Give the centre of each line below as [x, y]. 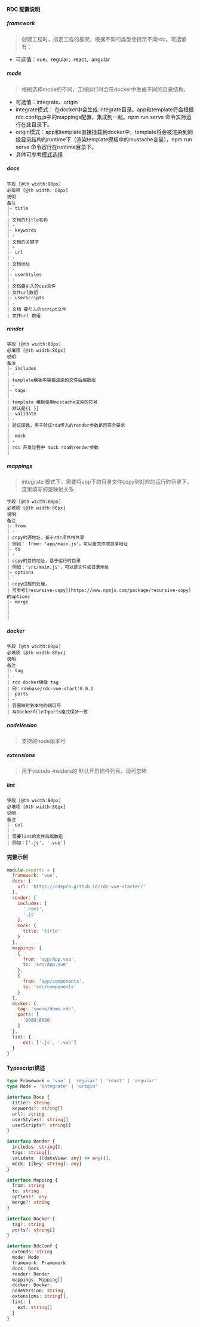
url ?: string [28, 1114]
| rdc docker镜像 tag [33, 682]
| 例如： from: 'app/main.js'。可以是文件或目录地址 [67, 544]
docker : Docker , [32, 1285]
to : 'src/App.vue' [45, 965]
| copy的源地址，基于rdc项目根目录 [46, 538]
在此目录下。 [36, 124]
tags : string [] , [32, 1153]
